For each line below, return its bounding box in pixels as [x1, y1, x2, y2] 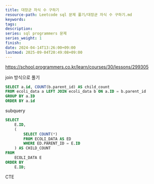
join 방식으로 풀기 [5, 74, 40, 80]
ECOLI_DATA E [14, 155, 42, 160]
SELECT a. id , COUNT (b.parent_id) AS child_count [5, 84, 110, 89]
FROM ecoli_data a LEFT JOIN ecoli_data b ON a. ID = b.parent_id [5, 89, 146, 94]
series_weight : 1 [5, 36, 42, 41]
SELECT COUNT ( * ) [23, 131, 58, 137]
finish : [5, 41, 22, 46]
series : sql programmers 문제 [5, 31, 67, 36]
